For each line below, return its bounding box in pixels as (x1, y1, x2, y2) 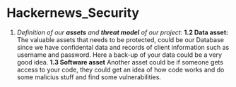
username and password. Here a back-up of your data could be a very (16, 51, 223, 59)
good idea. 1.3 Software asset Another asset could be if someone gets (16, 58, 224, 66)
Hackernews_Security (6, 5, 139, 21)
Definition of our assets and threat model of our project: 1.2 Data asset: (16, 28, 229, 36)
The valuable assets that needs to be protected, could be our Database (16, 35, 224, 43)
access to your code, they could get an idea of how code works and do (16, 65, 225, 74)
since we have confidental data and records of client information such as (16, 43, 230, 51)
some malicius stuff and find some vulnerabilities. (16, 72, 162, 81)
